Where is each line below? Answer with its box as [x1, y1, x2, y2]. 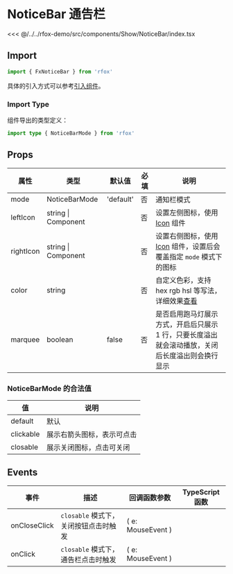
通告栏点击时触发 [60, 555, 116, 564]
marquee [10, 334, 40, 344]
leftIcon [10, 212, 36, 222]
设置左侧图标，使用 [155, 207, 218, 217]
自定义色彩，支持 [155, 275, 212, 285]
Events [7, 467, 38, 478]
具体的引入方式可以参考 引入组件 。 [7, 81, 105, 90]
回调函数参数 [128, 493, 171, 503]
